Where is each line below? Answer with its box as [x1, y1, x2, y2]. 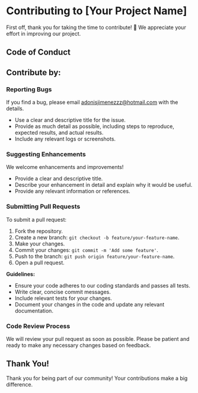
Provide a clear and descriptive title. [14, 175, 103, 182]
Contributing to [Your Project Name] [6, 4, 187, 18]
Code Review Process [6, 322, 71, 330]
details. [6, 105, 24, 112]
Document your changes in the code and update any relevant [14, 301, 165, 308]
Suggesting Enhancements [6, 150, 86, 158]
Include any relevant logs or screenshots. [14, 135, 116, 143]
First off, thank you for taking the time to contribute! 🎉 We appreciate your [6, 24, 187, 31]
